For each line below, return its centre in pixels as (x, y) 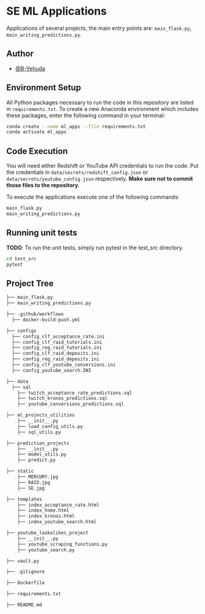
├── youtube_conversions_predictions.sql (70, 404)
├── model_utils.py (42, 455)
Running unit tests (42, 233)
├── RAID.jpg (34, 482)
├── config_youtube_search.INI (52, 370)
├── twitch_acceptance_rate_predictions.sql (75, 393)
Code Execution (37, 151)
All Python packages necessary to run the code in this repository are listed (100, 102)
